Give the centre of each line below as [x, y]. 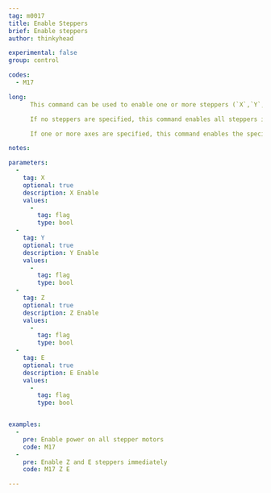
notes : [19, 148]
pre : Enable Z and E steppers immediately [95, 462]
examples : [25, 424]
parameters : [28, 163]
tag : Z [34, 298]
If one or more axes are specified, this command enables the [136, 134]
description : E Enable [61, 373]
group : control [34, 61]
